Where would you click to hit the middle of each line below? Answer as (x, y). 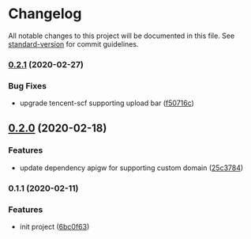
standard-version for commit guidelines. (73, 44)
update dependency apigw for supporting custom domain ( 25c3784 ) (131, 168)
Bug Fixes (28, 85)
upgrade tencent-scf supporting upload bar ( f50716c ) (107, 103)
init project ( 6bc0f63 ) (54, 227)
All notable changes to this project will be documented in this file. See (122, 36)
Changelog (45, 14)
